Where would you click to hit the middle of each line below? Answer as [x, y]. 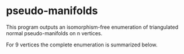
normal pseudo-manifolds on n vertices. [54, 33]
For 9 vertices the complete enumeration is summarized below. [82, 45]
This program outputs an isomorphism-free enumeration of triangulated [92, 27]
